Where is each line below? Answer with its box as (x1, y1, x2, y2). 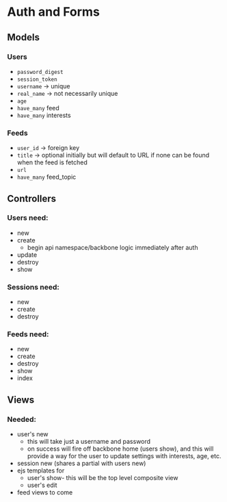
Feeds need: (7, 329, 49, 339)
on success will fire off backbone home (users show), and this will (27, 444, 214, 453)
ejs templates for (16, 466, 65, 475)
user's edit (27, 481, 57, 490)
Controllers (7, 192, 57, 204)
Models (7, 32, 40, 43)
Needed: (7, 414, 36, 424)
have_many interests (16, 111, 71, 119)
